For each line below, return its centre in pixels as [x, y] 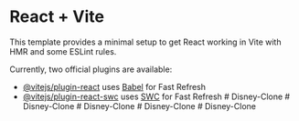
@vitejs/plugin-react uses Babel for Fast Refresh [114, 86]
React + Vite [57, 17]
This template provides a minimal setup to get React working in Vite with [145, 42]
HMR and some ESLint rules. [63, 51]
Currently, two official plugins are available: [91, 69]
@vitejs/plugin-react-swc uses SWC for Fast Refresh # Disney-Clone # [156, 96]
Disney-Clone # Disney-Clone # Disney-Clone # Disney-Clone [139, 106]
